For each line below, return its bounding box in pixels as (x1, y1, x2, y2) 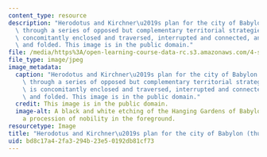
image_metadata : (8, 63, 62, 71)
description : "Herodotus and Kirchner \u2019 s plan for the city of (8, 19, 237, 27)
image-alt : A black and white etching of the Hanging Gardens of (15, 108, 237, 116)
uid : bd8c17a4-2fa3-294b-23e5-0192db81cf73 (8, 136, 155, 145)
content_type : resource (8, 11, 87, 20)
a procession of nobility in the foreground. (22, 115, 176, 123)
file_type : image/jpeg (8, 56, 83, 64)
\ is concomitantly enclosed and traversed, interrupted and (22, 85, 229, 94)
